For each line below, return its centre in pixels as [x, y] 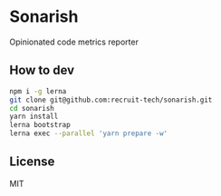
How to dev [42, 70]
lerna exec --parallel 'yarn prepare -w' [89, 133]
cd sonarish [32, 108]
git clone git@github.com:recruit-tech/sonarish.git [111, 100]
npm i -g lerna [38, 91]
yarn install [34, 117]
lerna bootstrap [40, 125]
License [32, 162]
